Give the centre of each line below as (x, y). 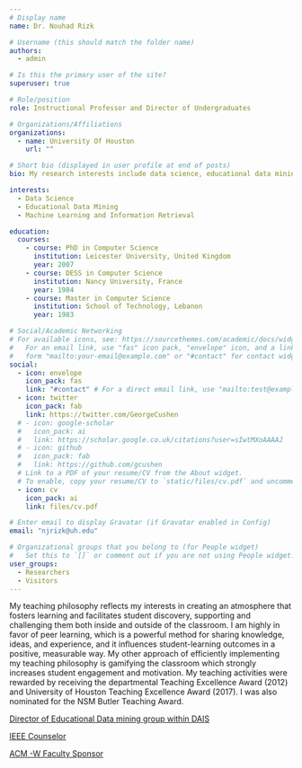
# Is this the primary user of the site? (88, 75)
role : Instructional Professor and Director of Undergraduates (130, 108)
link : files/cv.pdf (62, 507)
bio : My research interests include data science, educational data (140, 174)
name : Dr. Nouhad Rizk (52, 26)
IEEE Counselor (38, 737)
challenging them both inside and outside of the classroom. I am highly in (145, 625)
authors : (26, 50)
